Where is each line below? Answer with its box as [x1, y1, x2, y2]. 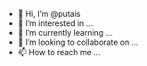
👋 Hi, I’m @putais [17, 9, 81, 19]
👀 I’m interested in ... [17, 18, 94, 29]
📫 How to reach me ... [17, 47, 101, 57]
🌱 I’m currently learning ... [17, 28, 113, 37]
